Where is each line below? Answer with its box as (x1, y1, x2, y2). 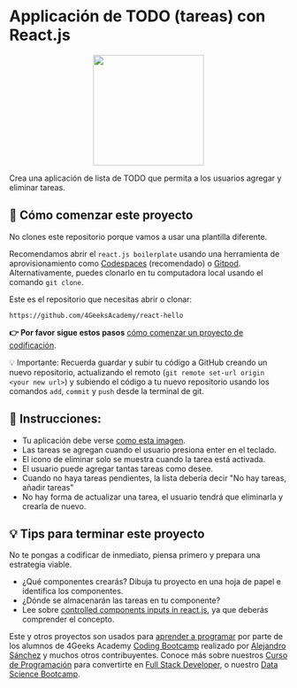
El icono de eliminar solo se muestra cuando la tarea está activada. (21, 453, 266, 464)
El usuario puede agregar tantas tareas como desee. (21, 463, 214, 474)
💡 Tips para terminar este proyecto (9, 526, 205, 541)
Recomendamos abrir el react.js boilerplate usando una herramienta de (9, 248, 280, 259)
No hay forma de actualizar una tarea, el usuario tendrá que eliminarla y (21, 491, 284, 502)
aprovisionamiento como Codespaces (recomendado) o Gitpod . (9, 258, 241, 268)
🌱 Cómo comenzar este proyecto (9, 208, 194, 223)
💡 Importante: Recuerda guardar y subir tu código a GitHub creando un (9, 357, 268, 367)
